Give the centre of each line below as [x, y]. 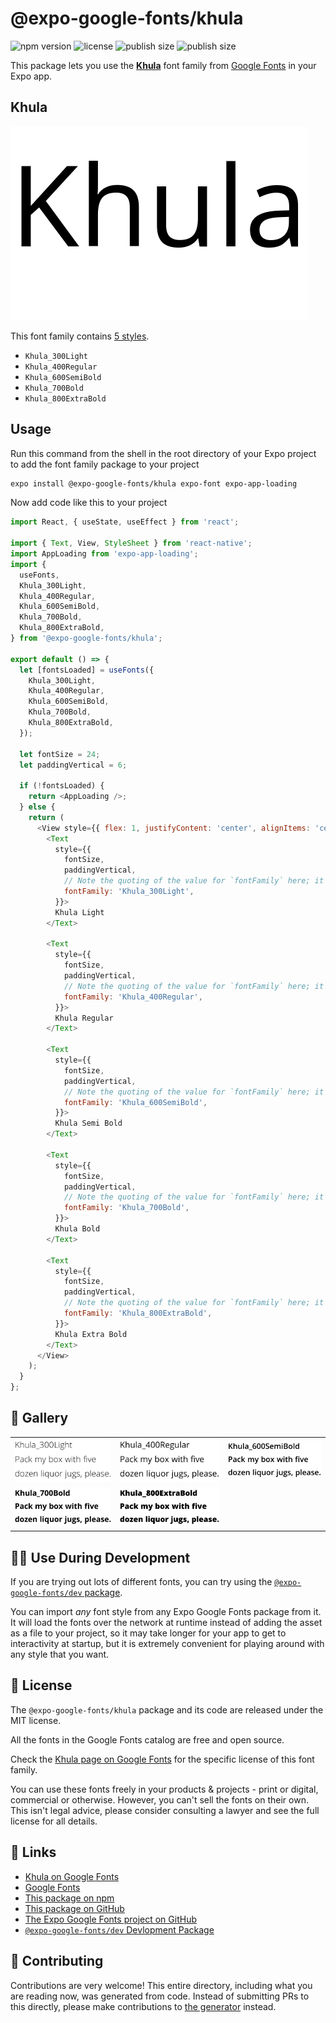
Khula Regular [84, 1018]
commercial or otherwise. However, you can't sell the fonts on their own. [159, 1799]
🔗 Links [33, 1852]
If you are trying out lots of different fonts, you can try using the [141, 1582]
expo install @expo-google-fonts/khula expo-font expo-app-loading [154, 483]
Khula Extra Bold [91, 1334]
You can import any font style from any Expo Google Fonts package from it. [166, 1612]
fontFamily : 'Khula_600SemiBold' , [135, 1102]
